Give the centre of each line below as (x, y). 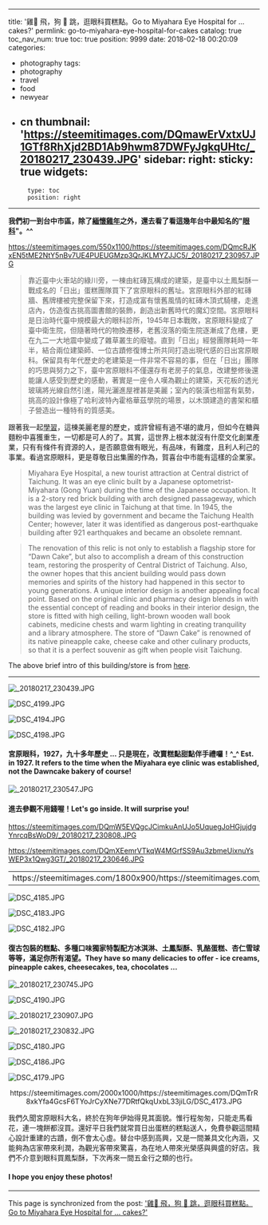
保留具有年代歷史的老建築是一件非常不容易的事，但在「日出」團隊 (150, 360)
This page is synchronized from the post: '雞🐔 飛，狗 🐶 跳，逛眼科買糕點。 (131, 1203)
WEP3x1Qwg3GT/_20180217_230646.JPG (77, 859)
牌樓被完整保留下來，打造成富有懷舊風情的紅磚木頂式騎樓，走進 (154, 300)
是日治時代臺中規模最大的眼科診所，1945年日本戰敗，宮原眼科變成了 (140, 320)
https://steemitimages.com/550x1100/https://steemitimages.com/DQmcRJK (132, 247)
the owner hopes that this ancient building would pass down (126, 573)
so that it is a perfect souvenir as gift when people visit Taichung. (135, 650)
